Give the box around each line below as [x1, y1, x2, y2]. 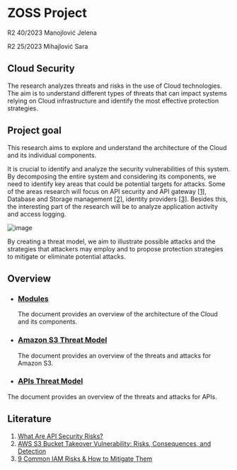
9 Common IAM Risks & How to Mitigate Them [17, 454, 153, 463]
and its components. [17, 317, 78, 326]
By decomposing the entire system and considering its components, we [7, 172, 216, 180]
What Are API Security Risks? [17, 432, 104, 440]
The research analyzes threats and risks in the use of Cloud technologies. [7, 81, 222, 90]
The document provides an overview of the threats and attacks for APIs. [7, 392, 217, 401]
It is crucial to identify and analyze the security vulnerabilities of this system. [7, 164, 231, 173]
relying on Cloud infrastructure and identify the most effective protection [7, 96, 219, 105]
